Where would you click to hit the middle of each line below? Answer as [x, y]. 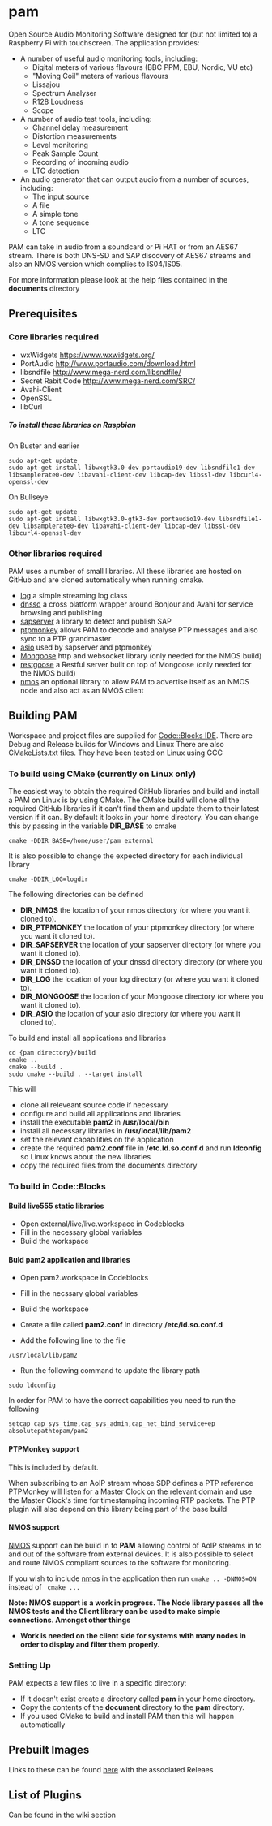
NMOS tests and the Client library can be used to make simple [115, 1611]
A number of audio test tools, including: [86, 119]
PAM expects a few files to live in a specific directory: [98, 1683]
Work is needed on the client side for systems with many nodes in [133, 1635]
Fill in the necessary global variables [81, 1232]
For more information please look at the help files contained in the [118, 279]
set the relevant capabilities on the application [97, 1140]
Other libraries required [55, 553]
